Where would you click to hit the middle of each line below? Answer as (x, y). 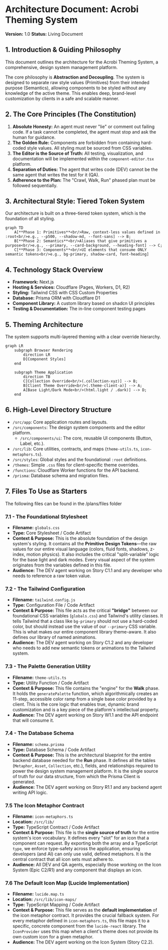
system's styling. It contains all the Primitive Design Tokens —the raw (85, 543)
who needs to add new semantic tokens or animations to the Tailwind (84, 648)
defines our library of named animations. (54, 637)
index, (19, 554)
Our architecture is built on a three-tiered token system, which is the (76, 213)
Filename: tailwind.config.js (44, 600)
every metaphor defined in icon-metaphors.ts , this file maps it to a (81, 921)
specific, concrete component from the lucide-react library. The (79, 926)
